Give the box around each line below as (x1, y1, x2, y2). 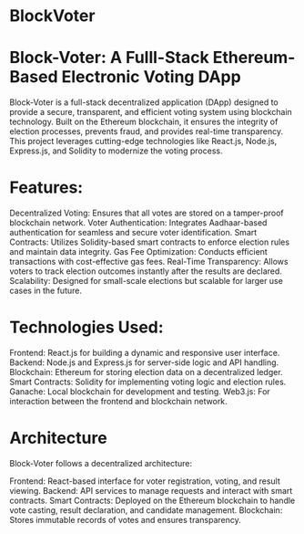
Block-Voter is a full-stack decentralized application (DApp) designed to (9, 97, 279, 108)
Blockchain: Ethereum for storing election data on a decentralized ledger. (9, 367, 284, 377)
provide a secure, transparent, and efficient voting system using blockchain (9, 107, 293, 118)
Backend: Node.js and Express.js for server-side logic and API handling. (9, 357, 279, 368)
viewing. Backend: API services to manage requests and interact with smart (9, 485, 293, 496)
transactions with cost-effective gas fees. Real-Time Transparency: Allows (9, 257, 289, 267)
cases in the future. (9, 285, 82, 297)
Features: (9, 177, 84, 198)
